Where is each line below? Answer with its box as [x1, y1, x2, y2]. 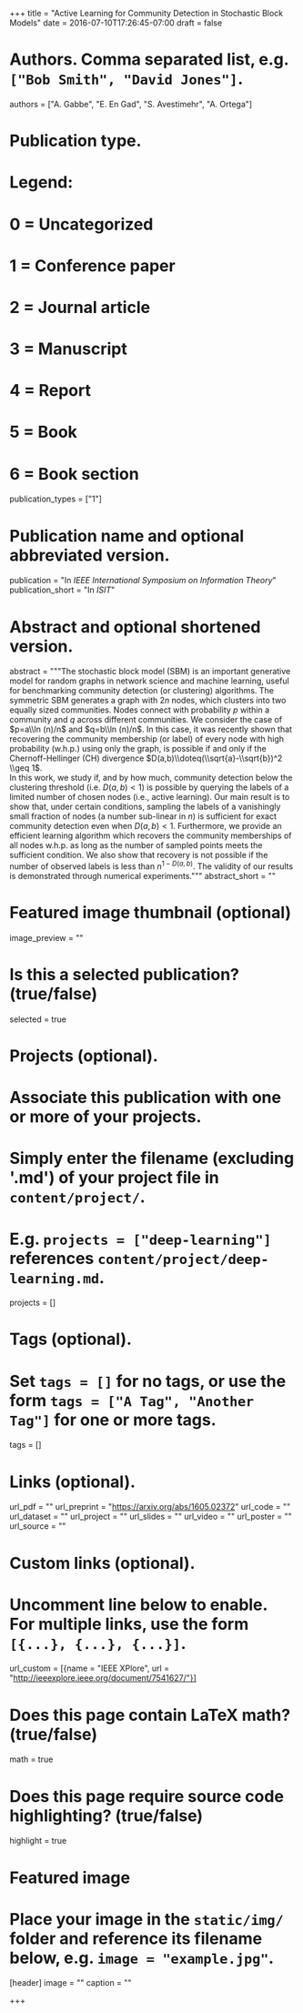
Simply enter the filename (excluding [9, 1148, 295, 1168]
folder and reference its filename [9, 1928, 262, 1948]
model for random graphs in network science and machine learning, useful [9, 675, 289, 686]
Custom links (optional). [9, 1553, 196, 1573]
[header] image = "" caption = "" [9, 1978, 132, 1988]
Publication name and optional [9, 525, 245, 546]
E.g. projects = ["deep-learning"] [9, 1229, 272, 1249]
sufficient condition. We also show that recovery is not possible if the [9, 850, 268, 861]
